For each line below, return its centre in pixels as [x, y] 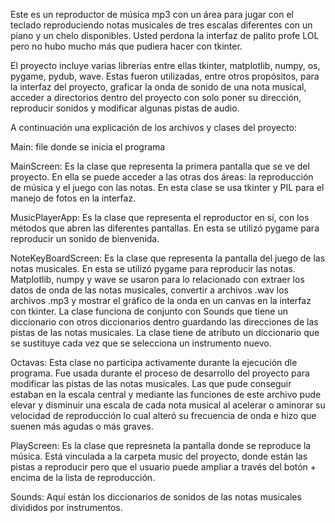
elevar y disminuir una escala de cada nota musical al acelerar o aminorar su [168, 405]
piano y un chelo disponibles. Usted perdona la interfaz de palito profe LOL [165, 35]
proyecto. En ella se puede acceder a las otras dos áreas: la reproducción [162, 177]
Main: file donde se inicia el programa [88, 147]
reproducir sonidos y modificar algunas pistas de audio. [125, 108]
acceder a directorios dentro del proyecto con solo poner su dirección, [156, 97]
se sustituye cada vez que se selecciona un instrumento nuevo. [141, 343]
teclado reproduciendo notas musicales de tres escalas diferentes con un [161, 25]
